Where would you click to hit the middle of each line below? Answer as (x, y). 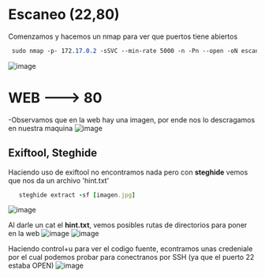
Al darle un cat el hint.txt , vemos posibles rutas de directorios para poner (128, 225)
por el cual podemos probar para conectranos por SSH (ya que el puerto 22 (131, 257)
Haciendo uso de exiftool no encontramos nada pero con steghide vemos (128, 172)
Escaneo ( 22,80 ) (64, 15)
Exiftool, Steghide (52, 153)
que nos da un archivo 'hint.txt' (59, 180)
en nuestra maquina (41, 128)
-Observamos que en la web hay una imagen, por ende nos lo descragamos (132, 119)
